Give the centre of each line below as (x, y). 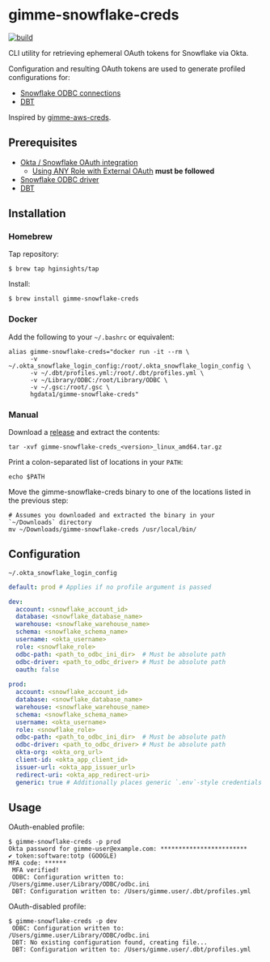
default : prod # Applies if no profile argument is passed (110, 587)
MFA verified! (36, 870)
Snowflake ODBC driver (59, 179)
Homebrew (30, 236)
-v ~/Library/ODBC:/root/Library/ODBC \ (99, 380)
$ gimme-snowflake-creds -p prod (65, 842)
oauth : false (38, 670)
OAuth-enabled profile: (46, 827)
